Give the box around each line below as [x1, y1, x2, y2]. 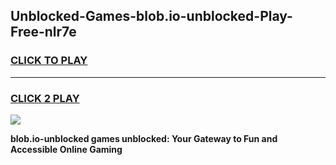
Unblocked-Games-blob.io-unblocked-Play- [10, 8, 293, 25]
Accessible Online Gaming [10, 143, 123, 155]
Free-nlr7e [10, 24, 77, 41]
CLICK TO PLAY [10, 54, 88, 68]
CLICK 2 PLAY [10, 91, 80, 105]
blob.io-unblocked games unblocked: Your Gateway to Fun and [10, 132, 278, 144]
